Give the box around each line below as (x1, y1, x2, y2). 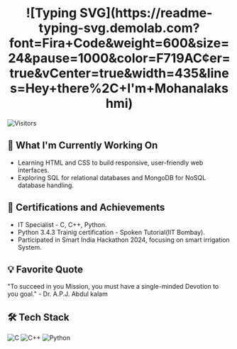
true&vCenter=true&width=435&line (9, 65, 229, 82)
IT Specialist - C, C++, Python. (17, 220, 108, 228)
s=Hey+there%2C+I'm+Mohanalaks (9, 80, 229, 96)
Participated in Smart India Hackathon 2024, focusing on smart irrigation (17, 236, 231, 244)
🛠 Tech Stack (7, 311, 70, 323)
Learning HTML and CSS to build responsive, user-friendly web (17, 158, 204, 167)
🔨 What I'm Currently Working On (7, 140, 158, 152)
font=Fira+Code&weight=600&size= (9, 35, 230, 51)
